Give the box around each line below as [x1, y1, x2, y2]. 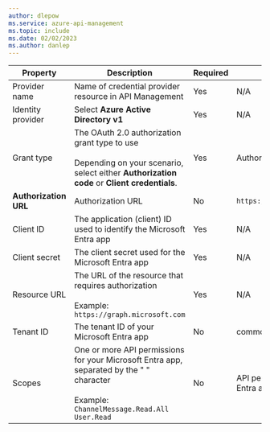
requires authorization [73, 280, 157, 291]
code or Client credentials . [73, 178, 178, 189]
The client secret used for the [73, 247, 186, 258]
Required [192, 68, 229, 79]
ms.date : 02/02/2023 [8, 34, 78, 43]
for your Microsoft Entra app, [73, 355, 183, 366]
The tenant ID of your [73, 321, 154, 332]
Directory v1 [73, 114, 124, 125]
